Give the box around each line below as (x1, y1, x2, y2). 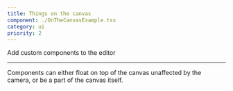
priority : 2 (7, 29, 42, 37)
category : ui (7, 23, 45, 30)
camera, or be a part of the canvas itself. (7, 76, 123, 84)
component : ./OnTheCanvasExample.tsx (7, 17, 116, 24)
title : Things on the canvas (7, 10, 92, 17)
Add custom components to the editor (7, 49, 116, 57)
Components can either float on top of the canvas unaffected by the (7, 69, 202, 77)
